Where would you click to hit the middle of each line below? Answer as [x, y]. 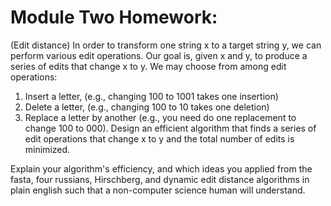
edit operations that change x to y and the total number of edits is [159, 138]
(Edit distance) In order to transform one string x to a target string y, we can [166, 45]
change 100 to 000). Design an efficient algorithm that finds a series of [170, 128]
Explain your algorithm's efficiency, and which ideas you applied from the [161, 168]
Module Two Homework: [114, 17]
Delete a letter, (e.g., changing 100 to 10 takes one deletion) [147, 107]
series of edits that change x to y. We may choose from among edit [148, 66]
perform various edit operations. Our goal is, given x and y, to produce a [159, 55]
